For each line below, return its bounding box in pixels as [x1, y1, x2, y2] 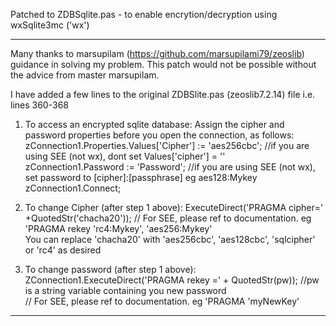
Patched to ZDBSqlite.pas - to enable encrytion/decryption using [10, 9, 278, 20]
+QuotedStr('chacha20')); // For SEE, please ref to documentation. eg [24, 212, 312, 224]
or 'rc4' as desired [24, 244, 102, 256]
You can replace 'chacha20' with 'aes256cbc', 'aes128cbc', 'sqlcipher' [24, 234, 316, 245]
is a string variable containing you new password [24, 285, 227, 296]
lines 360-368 [10, 99, 69, 111]
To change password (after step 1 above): [24, 264, 197, 275]
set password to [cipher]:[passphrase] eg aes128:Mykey [24, 172, 258, 183]
